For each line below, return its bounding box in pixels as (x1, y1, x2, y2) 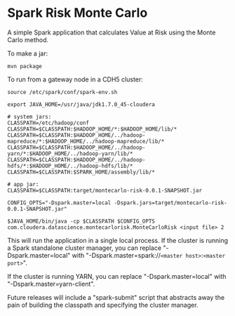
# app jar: (7, 180, 39, 187)
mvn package (7, 62, 42, 70)
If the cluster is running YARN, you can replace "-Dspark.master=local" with (7, 272, 227, 280)
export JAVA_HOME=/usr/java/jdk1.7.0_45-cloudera (7, 100, 156, 108)
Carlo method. (7, 35, 49, 44)
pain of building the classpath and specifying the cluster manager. (7, 301, 199, 309)
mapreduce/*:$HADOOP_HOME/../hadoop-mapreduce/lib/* (7, 138, 165, 145)
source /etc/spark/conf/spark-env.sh (7, 88, 118, 96)
